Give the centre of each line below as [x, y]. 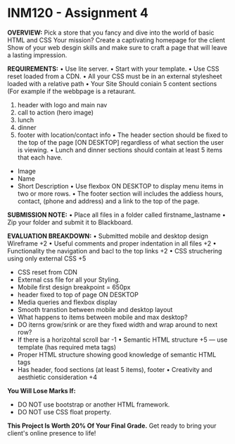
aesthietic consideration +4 [57, 377]
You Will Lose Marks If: [42, 390]
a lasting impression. [37, 55]
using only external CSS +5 [47, 258]
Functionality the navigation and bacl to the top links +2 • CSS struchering [115, 251]
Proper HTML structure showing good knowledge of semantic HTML [117, 354]
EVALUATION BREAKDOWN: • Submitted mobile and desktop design [108, 236]
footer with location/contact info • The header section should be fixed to [122, 135]
